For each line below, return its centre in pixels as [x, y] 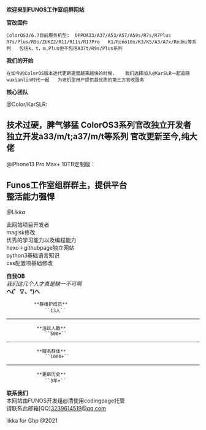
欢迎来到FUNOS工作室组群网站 [45, 10]
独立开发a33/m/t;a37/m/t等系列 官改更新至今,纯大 [102, 136]
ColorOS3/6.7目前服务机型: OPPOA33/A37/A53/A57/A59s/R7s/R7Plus [89, 36]
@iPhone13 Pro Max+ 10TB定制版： [51, 164]
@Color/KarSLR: [27, 104]
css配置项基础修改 [30, 263]
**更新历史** [51, 374]
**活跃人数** [51, 328]
